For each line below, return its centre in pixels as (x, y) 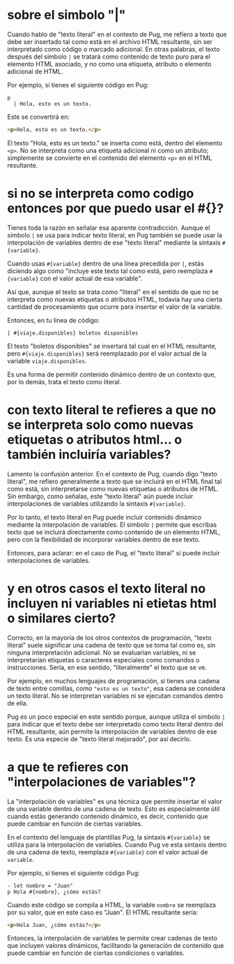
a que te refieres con (68, 767)
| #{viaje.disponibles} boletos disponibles (73, 333)
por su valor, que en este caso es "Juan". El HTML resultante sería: (103, 912)
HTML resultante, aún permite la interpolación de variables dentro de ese (112, 731)
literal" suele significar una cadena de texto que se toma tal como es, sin (111, 645)
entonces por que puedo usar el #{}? (116, 208)
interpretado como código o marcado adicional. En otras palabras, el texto (114, 49)
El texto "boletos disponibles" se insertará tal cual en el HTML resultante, (112, 346)
